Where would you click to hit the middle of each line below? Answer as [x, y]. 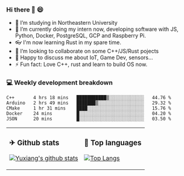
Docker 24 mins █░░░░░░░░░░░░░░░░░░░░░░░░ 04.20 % [89, 113]
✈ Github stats [34, 143]
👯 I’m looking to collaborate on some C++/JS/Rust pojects [87, 51]
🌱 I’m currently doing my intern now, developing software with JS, [97, 29]
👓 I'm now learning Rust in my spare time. [68, 42]
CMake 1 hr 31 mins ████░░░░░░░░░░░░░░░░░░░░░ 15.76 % [89, 108]
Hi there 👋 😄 [25, 10]
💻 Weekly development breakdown [59, 83]
